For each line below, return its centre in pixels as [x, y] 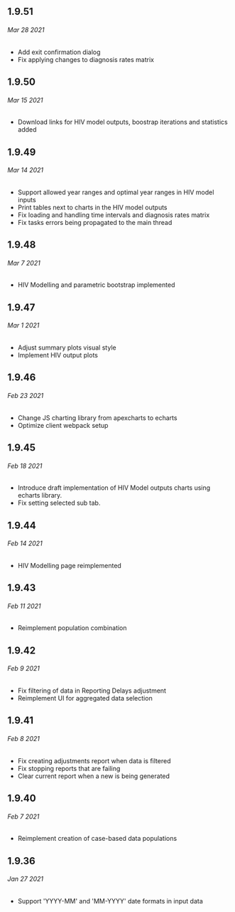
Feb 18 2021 [25, 466]
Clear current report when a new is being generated [94, 776]
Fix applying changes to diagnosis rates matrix [86, 59]
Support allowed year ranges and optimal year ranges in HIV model [116, 192]
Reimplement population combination [72, 628]
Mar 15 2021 [25, 100]
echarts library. [40, 496]
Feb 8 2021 [24, 738]
